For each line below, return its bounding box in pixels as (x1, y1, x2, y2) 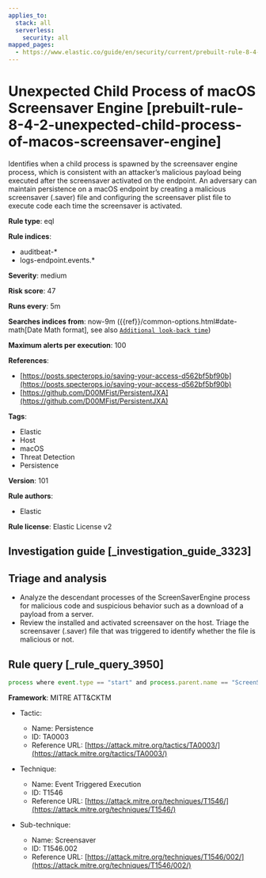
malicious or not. (19, 634, 74, 645)
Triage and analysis (8, 571, 107, 585)
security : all (22, 33, 69, 42)
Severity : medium (8, 271, 67, 280)
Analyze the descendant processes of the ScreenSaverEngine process (19, 592, 251, 602)
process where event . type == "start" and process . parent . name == (8, 678, 229, 687)
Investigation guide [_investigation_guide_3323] (8, 545, 252, 558)
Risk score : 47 (8, 286, 56, 295)
